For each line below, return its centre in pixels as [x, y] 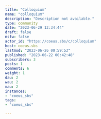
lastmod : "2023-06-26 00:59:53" [38, 50]
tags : [10, 100]
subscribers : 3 [20, 59]
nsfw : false [17, 37]
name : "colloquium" [25, 14]
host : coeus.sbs [21, 46]
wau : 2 [12, 82]
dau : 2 [12, 78]
